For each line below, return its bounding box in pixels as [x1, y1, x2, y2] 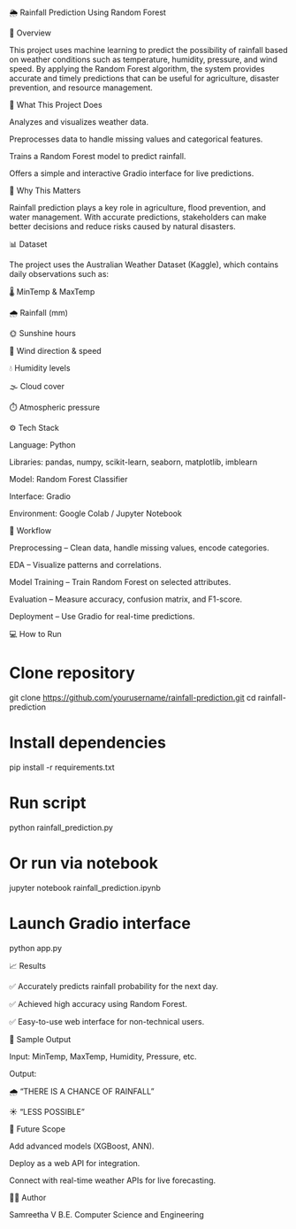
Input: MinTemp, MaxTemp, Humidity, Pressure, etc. [9, 1051, 197, 1062]
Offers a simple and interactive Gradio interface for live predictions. [9, 168, 254, 179]
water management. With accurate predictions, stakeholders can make [9, 211, 267, 222]
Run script [9, 793, 87, 813]
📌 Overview [9, 27, 51, 38]
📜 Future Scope [9, 1123, 66, 1134]
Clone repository [9, 663, 135, 683]
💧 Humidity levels [9, 363, 71, 373]
